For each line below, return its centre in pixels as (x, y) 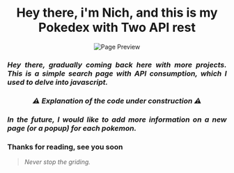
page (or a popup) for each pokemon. (72, 128)
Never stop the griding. (57, 162)
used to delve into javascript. (57, 82)
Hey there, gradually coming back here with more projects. (117, 65)
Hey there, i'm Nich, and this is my (117, 13)
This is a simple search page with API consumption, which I (117, 73)
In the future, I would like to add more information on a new (117, 120)
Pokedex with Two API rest (117, 27)
